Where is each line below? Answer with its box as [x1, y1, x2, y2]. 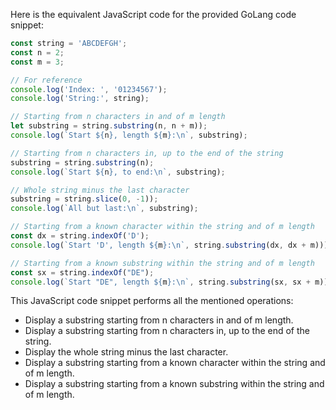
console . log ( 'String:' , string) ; [10, 94, 150, 104]
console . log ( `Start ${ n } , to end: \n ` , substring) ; [10, 167, 226, 177]
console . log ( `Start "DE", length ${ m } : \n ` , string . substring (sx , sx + [10, 277, 311, 287]
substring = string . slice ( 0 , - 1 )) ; [10, 194, 159, 204]
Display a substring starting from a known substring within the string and [24, 378, 325, 390]
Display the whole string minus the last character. [24, 346, 229, 358]
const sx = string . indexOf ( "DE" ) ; [10, 267, 155, 278]
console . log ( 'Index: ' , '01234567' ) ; [10, 84, 168, 94]
